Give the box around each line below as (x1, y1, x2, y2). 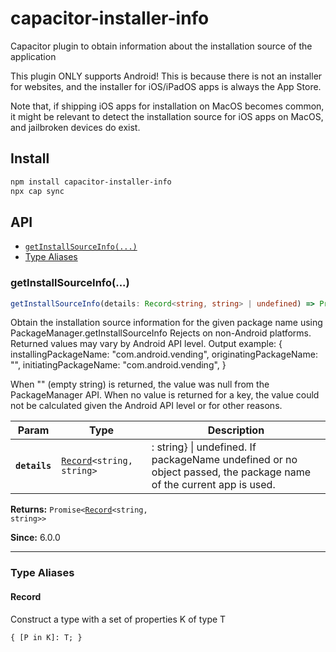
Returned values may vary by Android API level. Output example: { (10, 338, 283, 350)
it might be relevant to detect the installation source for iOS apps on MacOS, (10, 110, 324, 122)
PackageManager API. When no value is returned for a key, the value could (10, 389, 320, 401)
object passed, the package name (151, 465, 312, 479)
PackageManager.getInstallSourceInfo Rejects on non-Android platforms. (10, 327, 312, 339)
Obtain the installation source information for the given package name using (10, 317, 323, 329)
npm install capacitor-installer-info (10, 177, 172, 187)
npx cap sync (10, 186, 65, 196)
